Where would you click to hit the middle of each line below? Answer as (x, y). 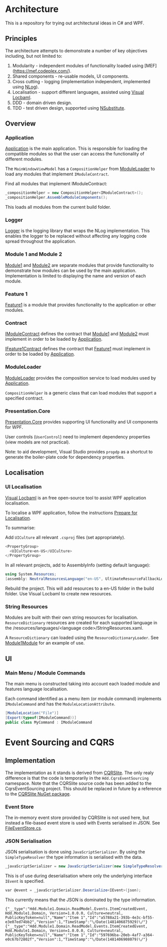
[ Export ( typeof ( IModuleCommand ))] (41, 718)
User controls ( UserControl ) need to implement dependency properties (78, 436)
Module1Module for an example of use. (45, 643)
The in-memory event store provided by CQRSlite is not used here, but (77, 817)
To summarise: (20, 528)
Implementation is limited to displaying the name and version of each (76, 275)
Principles (21, 39)
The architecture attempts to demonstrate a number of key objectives (76, 50)
